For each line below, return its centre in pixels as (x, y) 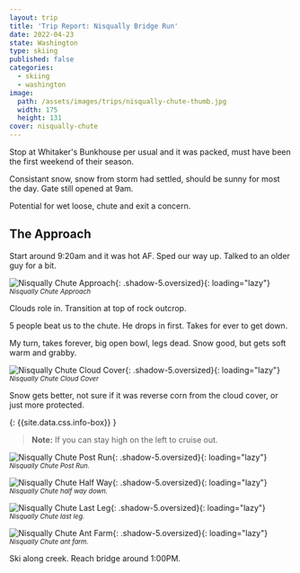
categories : (31, 68)
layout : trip (34, 18)
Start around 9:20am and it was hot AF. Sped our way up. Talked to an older (150, 255)
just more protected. (47, 405)
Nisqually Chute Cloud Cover (54, 379)
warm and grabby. (43, 353)
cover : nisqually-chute (54, 127)
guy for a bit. (33, 265)
